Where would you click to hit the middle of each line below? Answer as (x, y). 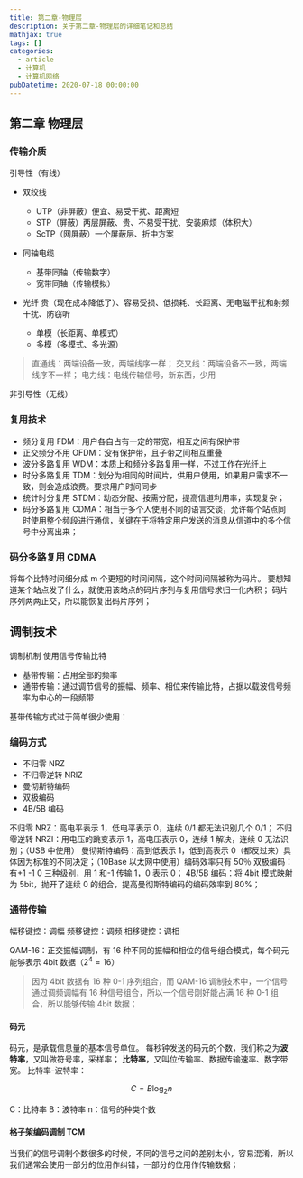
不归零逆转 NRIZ (52, 775)
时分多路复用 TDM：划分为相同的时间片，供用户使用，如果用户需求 (147, 475)
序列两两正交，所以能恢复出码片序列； (80, 600)
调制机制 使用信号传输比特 (58, 655)
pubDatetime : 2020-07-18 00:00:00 (74, 85)
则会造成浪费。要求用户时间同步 (98, 486)
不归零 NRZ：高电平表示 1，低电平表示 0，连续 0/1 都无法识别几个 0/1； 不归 (151, 828)
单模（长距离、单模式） (79, 333)
